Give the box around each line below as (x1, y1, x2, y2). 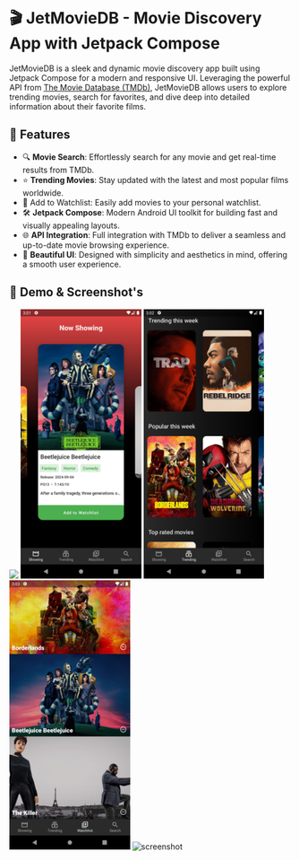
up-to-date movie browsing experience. (21, 240, 170, 250)
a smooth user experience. (21, 259, 122, 269)
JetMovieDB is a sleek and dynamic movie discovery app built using (9, 63, 261, 74)
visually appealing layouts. (21, 220, 121, 231)
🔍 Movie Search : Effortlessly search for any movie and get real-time (21, 151, 277, 162)
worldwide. (21, 187, 64, 198)
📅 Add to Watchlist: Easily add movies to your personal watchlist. (21, 197, 261, 207)
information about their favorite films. (9, 101, 146, 111)
